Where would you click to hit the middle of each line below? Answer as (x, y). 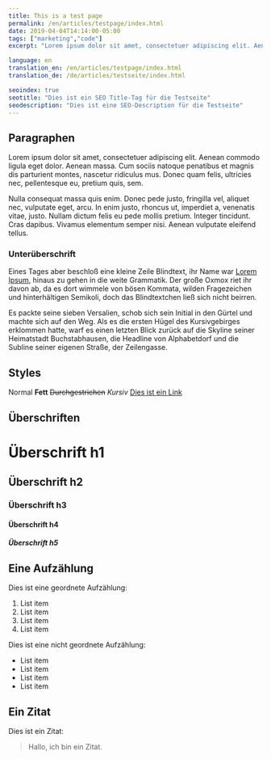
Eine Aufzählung (51, 568)
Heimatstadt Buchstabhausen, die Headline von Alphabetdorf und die (124, 339)
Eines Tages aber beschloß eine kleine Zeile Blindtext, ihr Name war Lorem (133, 272)
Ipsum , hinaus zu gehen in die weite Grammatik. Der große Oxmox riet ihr (130, 280)
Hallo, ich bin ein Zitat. (65, 747)
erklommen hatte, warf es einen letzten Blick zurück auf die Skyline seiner (132, 330)
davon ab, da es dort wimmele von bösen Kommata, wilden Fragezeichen (130, 289)
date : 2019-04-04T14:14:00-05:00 (65, 31)
